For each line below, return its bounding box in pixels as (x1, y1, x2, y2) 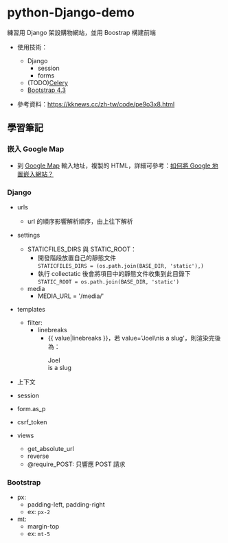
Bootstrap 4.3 (27, 86, 67, 94)
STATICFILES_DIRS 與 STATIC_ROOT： (27, 245, 137, 253)
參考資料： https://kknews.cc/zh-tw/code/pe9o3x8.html (16, 100, 175, 108)
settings (16, 231, 41, 239)
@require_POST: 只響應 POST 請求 (27, 460, 126, 468)
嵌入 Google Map (7, 144, 65, 154)
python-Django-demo (7, 5, 135, 21)
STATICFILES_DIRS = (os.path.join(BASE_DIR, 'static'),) (37, 262, 204, 269)
